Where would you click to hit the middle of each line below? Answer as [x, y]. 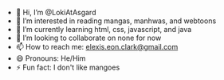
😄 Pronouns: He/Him [51, 58]
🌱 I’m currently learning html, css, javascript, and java [104, 29]
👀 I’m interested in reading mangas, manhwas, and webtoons [116, 21]
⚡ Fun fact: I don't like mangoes [68, 67]
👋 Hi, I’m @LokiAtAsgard [56, 12]
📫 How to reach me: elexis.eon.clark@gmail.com [97, 47]
